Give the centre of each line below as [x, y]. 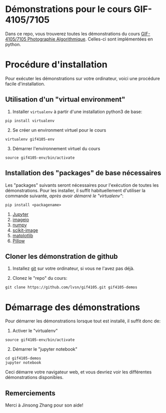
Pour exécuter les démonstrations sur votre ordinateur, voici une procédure [82, 78]
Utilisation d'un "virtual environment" [65, 99]
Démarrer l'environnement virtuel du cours [56, 148]
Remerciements [30, 393]
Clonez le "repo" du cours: [40, 278]
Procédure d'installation [56, 65]
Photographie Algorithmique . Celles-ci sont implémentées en [90, 39]
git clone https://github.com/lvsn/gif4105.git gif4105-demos [71, 287]
